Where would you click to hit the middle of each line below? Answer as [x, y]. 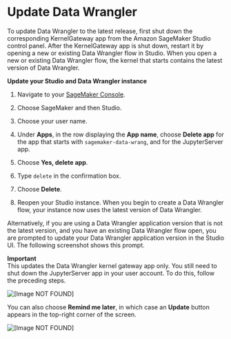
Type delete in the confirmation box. [69, 176]
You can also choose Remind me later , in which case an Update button [109, 307]
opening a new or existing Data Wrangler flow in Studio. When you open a [112, 53]
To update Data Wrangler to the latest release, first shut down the [100, 31]
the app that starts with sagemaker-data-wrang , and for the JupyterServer [120, 141]
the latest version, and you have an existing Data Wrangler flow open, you [112, 230]
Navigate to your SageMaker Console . [71, 94]
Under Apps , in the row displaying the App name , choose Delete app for [120, 134]
